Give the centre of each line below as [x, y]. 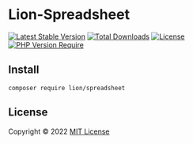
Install [24, 70]
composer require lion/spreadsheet [67, 88]
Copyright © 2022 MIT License [59, 131]
